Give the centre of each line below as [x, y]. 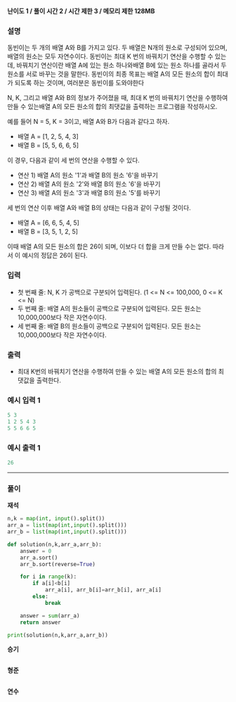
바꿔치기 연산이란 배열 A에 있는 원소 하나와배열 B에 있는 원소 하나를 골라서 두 [122, 65]
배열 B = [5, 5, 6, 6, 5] [48, 145]
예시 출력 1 [24, 448]
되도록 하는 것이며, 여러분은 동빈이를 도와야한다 [79, 83]
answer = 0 [36, 551]
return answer [40, 622]
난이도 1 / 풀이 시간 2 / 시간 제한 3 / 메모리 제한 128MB [81, 11]
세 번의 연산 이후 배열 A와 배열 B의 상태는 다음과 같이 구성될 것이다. [99, 208]
